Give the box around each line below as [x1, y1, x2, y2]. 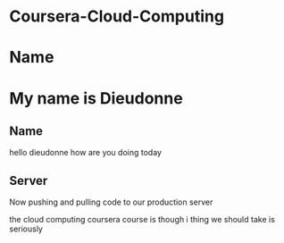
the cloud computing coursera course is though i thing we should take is [9, 214, 275, 225]
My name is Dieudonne [9, 88, 183, 108]
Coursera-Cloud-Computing [9, 6, 225, 27]
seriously [9, 223, 43, 234]
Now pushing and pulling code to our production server [9, 197, 213, 207]
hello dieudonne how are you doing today [9, 147, 163, 158]
